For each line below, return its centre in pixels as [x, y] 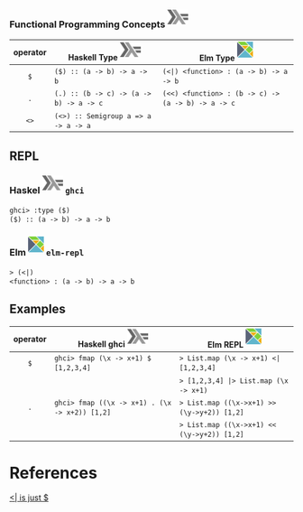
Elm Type [217, 58]
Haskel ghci [47, 191]
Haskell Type [93, 57]
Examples [37, 309]
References [53, 473]
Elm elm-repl [47, 253]
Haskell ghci [101, 344]
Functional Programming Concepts [87, 24]
